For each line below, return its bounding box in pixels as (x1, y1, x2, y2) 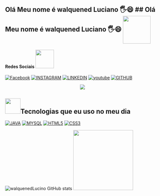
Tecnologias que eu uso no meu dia (20, 107, 131, 116)
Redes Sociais (5, 64, 35, 69)
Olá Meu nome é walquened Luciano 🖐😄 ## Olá (5, 5, 156, 14)
